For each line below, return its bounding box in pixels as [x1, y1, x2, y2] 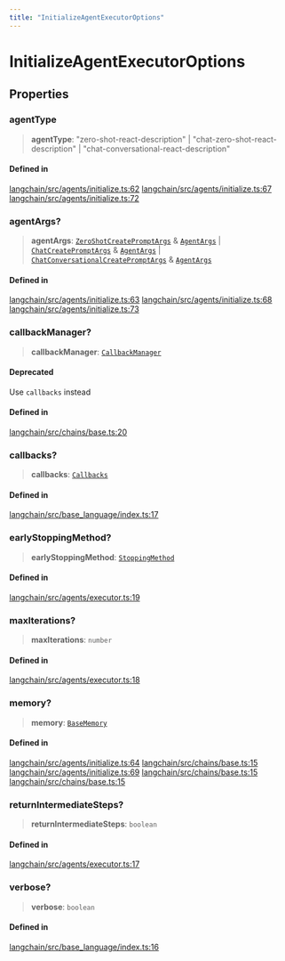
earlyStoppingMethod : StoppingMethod [30, 551, 175, 562]
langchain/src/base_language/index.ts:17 [9, 509, 159, 520]
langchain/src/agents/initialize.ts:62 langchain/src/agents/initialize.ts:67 [9, 183, 273, 194]
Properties [9, 86, 69, 102]
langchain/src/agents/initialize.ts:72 [9, 192, 139, 203]
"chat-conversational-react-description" [83, 143, 231, 154]
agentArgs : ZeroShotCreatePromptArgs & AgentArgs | [30, 235, 222, 246]
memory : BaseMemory [30, 717, 108, 728]
